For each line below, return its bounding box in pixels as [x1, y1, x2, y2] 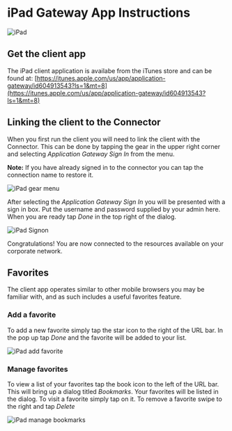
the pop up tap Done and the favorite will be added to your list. [7, 333, 187, 342]
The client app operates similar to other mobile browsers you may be [7, 285, 205, 294]
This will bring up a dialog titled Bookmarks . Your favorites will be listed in [7, 387, 219, 395]
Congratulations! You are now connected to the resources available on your [7, 239, 224, 248]
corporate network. [7, 246, 63, 255]
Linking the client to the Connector [7, 116, 162, 128]
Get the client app [7, 48, 86, 60]
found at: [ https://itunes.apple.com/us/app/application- [7, 74, 166, 82]
